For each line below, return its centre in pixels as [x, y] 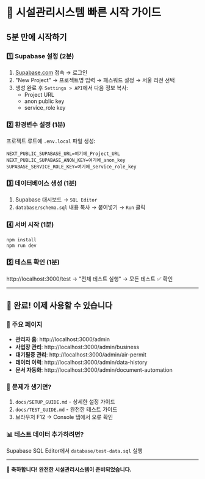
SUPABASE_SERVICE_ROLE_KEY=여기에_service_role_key [71, 167]
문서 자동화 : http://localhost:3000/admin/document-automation [94, 370]
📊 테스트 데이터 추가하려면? [45, 434]
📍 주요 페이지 [24, 325]
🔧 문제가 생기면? [29, 387]
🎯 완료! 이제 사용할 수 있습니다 [59, 306]
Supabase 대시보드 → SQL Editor [56, 200]
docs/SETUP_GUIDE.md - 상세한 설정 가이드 [65, 401]
